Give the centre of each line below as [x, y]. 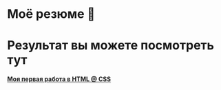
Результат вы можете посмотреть [111, 46]
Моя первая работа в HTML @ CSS [59, 79]
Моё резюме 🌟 [51, 14]
